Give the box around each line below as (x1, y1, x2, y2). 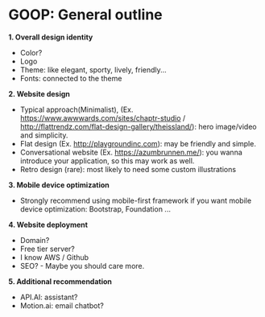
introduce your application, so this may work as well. (19, 155, 195, 166)
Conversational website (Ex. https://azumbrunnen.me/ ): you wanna (19, 147, 243, 157)
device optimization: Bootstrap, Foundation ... (19, 204, 172, 214)
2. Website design (8, 89, 71, 98)
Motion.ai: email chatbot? (19, 300, 105, 311)
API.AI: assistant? (19, 292, 78, 302)
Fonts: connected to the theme (19, 73, 122, 83)
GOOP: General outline (8, 6, 163, 24)
